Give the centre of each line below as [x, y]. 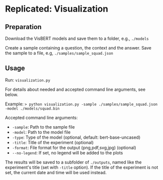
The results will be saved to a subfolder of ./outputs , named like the [73, 162]
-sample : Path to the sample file [43, 127]
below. [12, 94]
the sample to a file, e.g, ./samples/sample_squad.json [59, 53]
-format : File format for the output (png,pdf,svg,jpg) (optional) [74, 147]
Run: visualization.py [28, 80]
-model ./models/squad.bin [32, 108]
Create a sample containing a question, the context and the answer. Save [78, 48]
